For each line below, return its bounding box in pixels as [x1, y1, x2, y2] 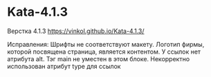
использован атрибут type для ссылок [7, 62, 121, 70]
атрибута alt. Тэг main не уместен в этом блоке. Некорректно [7, 54, 190, 63]
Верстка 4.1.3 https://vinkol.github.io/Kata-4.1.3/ [7, 27, 145, 35]
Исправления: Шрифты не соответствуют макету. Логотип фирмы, [7, 40, 205, 48]
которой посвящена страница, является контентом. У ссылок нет [7, 47, 201, 56]
